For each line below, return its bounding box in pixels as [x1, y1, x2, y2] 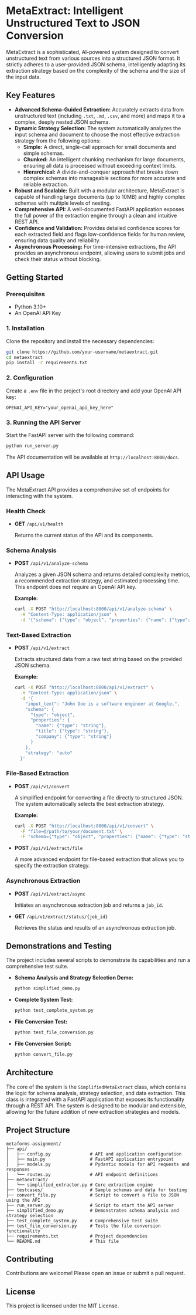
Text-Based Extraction [6, 631, 71, 639]
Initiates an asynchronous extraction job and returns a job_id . [14, 901, 164, 909]
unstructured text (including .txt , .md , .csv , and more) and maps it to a [14, 112, 185, 119]
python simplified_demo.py [14, 985, 81, 992]
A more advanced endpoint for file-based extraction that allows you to [14, 856, 184, 863]
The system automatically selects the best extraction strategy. [14, 800, 165, 807]
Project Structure [6, 1125, 70, 1136]
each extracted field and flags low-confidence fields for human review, [14, 231, 185, 238]
